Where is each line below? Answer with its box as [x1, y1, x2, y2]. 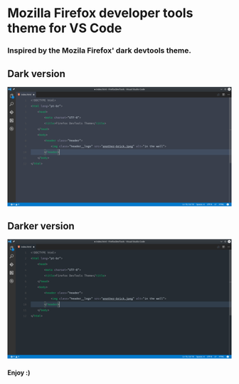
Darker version [7, 220, 75, 232]
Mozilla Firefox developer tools [7, 5, 193, 21]
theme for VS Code [7, 20, 122, 36]
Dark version [7, 68, 66, 80]
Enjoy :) [7, 368, 31, 377]
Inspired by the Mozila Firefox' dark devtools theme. [7, 46, 192, 56]
